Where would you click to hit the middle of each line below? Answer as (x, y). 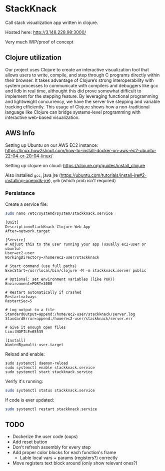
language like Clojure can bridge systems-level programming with (73, 112)
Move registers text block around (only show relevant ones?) (75, 463)
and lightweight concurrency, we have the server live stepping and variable (82, 101)
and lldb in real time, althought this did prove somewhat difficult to (73, 91)
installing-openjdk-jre (27, 180)
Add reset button (30, 442)
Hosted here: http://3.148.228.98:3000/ (46, 32)
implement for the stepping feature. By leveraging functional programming (82, 96)
